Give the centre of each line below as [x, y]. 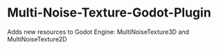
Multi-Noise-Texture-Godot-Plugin [109, 13]
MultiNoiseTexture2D [37, 39]
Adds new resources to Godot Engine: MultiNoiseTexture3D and [98, 32]
